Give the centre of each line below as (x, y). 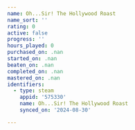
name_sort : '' (28, 20)
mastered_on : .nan (34, 78)
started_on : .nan (32, 59)
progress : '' (26, 39)
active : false (28, 33)
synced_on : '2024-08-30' (55, 110)
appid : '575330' (43, 98)
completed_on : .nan (35, 71)
